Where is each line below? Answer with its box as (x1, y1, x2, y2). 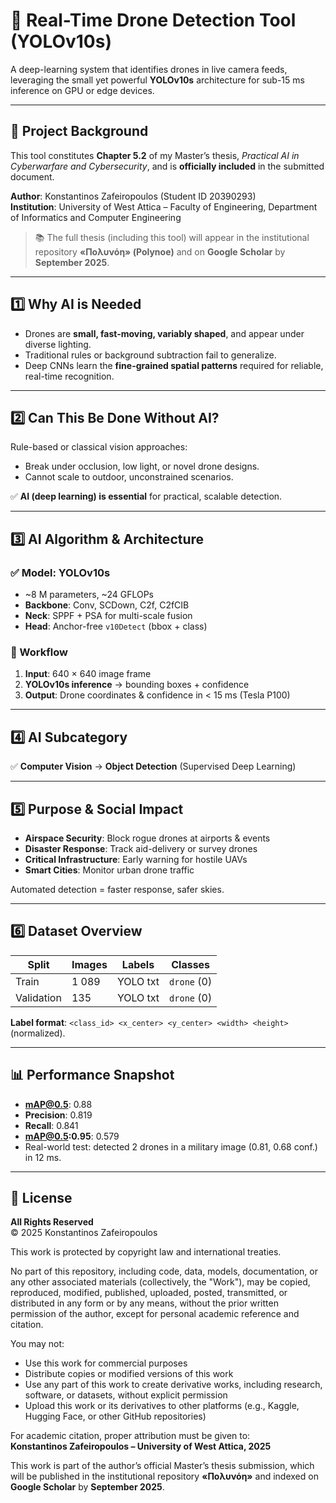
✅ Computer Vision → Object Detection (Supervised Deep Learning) (10, 760, 297, 773)
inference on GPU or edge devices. (10, 84, 155, 96)
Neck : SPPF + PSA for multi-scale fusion (24, 610, 193, 622)
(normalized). (10, 1027, 66, 1039)
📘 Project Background (10, 123, 149, 140)
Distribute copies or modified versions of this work (24, 1368, 234, 1380)
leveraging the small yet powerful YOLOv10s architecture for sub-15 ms (10, 74, 305, 86)
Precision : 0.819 (24, 1109, 93, 1121)
